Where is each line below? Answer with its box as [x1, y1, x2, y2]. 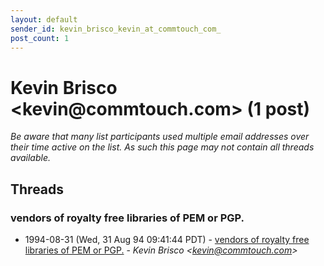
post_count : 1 [10, 33, 70, 43]
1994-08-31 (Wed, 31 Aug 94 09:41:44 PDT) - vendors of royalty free [24, 234, 310, 245]
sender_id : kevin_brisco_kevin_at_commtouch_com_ [10, 24, 222, 34]
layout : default [10, 14, 78, 25]
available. [10, 152, 52, 164]
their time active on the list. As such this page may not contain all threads [10, 141, 315, 153]
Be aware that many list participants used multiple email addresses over [10, 131, 310, 143]
